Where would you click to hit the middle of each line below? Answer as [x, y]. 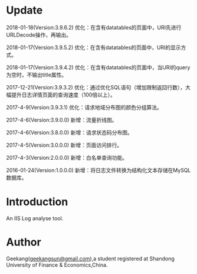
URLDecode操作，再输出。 [39, 35]
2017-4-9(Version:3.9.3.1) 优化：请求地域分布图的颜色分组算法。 [84, 107]
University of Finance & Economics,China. [57, 265]
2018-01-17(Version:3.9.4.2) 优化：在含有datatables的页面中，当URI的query [98, 67]
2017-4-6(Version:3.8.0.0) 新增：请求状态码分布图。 [69, 132]
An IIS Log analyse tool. [35, 218]
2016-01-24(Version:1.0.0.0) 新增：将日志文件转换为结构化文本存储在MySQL [98, 170]
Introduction [37, 202]
